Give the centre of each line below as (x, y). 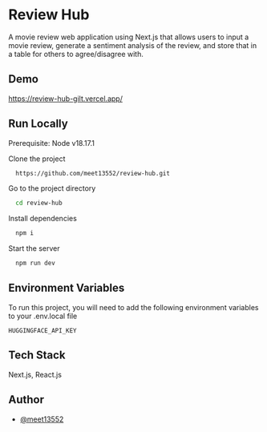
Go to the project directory (52, 188)
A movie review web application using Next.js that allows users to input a (129, 37)
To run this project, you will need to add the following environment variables (133, 307)
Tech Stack (37, 355)
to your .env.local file (43, 316)
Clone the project (37, 159)
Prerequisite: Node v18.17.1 (51, 143)
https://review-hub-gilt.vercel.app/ (65, 99)
